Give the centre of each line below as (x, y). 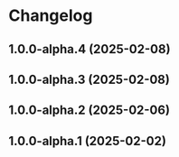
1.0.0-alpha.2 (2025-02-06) (89, 111)
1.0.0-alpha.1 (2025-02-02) (87, 141)
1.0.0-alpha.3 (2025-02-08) (89, 79)
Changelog (51, 16)
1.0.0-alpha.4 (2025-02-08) (89, 49)
